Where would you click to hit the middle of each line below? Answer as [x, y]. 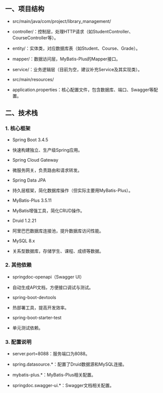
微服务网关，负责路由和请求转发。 [47, 170]
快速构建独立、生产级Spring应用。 [47, 150]
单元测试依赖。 [27, 328]
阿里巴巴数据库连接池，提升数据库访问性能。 [58, 231]
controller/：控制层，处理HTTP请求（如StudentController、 [73, 31]
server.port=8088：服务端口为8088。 [51, 354]
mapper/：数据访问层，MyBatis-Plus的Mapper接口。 [66, 59]
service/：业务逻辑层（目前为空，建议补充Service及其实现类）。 [77, 69]
